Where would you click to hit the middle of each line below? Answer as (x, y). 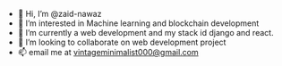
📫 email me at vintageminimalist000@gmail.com (108, 52)
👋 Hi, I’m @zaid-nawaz (60, 14)
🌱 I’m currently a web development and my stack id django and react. (146, 33)
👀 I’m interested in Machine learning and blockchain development (138, 23)
